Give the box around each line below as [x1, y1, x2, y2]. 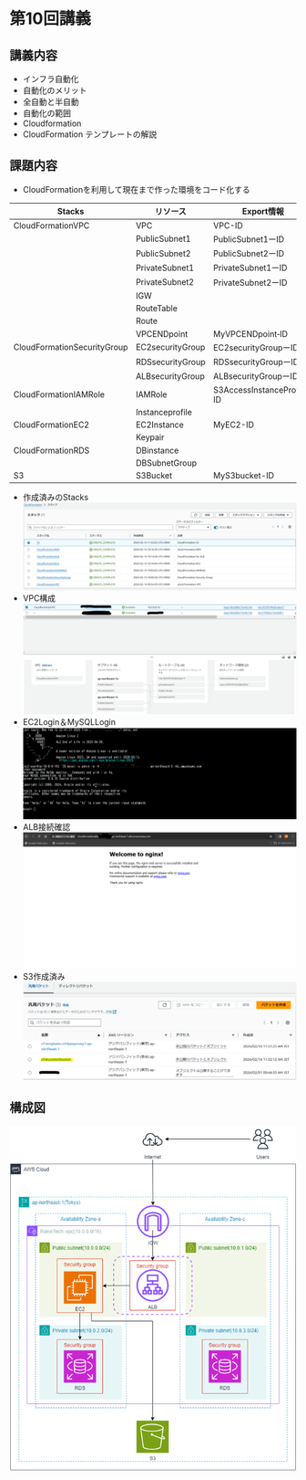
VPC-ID [213, 220, 243, 231]
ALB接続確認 [22, 821, 71, 832]
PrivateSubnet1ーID [213, 262, 288, 274]
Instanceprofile [135, 406, 193, 417]
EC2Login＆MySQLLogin [22, 716, 117, 727]
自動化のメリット [22, 85, 87, 96]
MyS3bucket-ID [213, 470, 275, 481]
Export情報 [241, 206, 284, 217]
